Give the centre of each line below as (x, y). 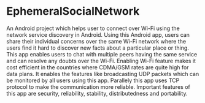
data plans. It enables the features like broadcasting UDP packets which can (103, 74)
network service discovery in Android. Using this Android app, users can (98, 34)
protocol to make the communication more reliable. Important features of (98, 86)
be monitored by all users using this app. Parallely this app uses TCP (93, 80)
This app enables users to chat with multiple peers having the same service (102, 54)
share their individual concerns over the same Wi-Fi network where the (96, 41)
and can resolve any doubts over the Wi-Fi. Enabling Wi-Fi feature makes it (101, 61)
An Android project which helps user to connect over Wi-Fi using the (93, 28)
